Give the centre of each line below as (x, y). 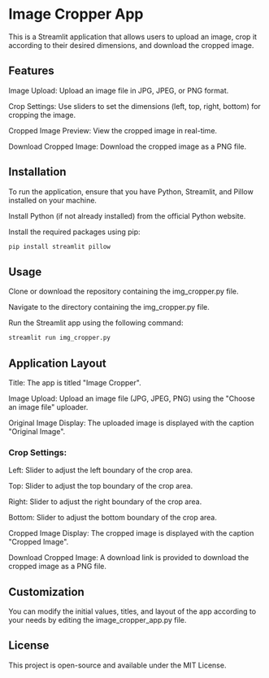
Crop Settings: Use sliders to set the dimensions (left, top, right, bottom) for (135, 106)
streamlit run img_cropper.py (60, 338)
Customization (47, 591)
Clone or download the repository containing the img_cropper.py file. (124, 291)
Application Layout (58, 363)
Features (31, 71)
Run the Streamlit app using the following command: (96, 323)
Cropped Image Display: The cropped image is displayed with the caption (131, 533)
